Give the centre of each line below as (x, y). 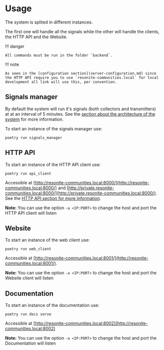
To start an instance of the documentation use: (52, 305)
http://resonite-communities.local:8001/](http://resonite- (92, 258)
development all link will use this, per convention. (61, 82)
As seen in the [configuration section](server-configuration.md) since (81, 73)
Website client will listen (29, 278)
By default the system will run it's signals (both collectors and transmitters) (81, 109)
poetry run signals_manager (34, 138)
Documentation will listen (31, 343)
